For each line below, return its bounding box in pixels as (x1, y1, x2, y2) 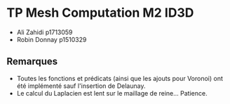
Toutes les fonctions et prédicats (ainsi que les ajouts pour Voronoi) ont (16, 74, 224, 82)
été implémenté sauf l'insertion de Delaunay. (16, 82, 146, 90)
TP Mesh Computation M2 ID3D (6, 5, 194, 21)
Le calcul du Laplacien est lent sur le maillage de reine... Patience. (16, 89, 208, 97)
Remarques (6, 56, 58, 68)
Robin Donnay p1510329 (16, 35, 87, 43)
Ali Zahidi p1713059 (16, 28, 73, 36)
